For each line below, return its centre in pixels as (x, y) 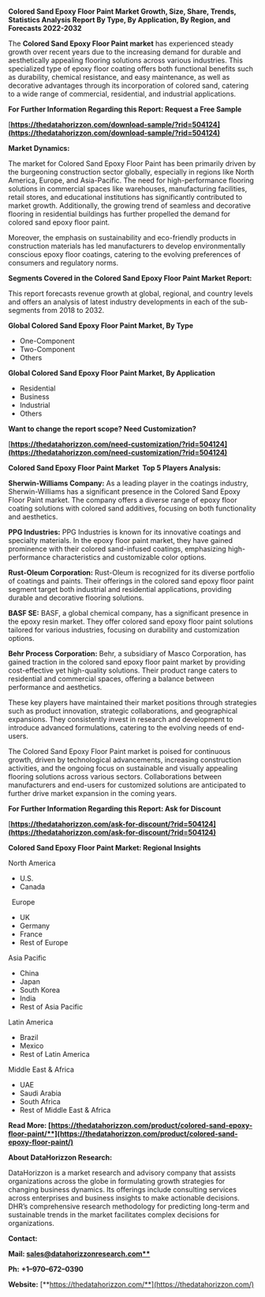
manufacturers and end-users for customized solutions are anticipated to (127, 785)
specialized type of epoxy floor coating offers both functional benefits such (131, 69)
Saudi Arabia (40, 1093)
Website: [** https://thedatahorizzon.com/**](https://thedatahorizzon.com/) (131, 1284)
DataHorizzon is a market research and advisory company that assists (122, 1173)
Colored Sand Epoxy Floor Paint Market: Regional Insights (105, 848)
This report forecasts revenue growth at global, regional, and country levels (131, 293)
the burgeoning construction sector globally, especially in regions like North (131, 172)
